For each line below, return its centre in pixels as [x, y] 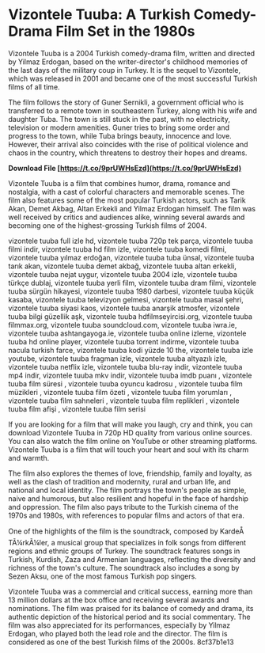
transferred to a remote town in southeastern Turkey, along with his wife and [132, 110]
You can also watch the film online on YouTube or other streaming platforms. [133, 441]
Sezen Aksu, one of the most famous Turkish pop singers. [103, 576]
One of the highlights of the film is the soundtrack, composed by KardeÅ [126, 531]
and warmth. [29, 457]
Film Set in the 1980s [125, 31]
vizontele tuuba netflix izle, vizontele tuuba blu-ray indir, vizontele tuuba [125, 366]
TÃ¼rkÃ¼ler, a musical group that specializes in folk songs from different [127, 542]
